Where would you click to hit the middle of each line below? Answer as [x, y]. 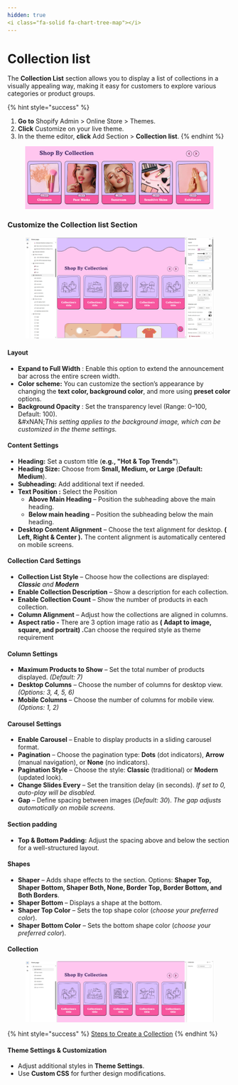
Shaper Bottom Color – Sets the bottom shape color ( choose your [114, 925]
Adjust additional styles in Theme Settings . [81, 1066]
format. [28, 747]
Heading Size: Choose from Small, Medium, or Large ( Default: [110, 469]
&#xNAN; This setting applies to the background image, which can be [119, 422]
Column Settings [33, 653]
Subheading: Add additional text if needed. [81, 484]
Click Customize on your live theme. [71, 129]
